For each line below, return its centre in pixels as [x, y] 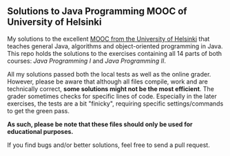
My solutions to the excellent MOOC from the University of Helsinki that [108, 39]
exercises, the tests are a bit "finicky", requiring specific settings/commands [115, 104]
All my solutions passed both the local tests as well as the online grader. [109, 74]
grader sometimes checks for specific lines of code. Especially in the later [112, 96]
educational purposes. [40, 131]
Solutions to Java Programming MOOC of [97, 11]
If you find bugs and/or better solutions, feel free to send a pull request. [108, 145]
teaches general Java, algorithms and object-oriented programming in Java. [115, 46]
